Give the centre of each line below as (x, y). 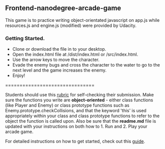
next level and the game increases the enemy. (59, 70)
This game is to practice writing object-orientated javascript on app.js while (82, 20)
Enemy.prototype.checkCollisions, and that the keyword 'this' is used (76, 111)
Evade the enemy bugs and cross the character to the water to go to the (86, 65)
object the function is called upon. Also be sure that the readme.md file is (81, 121)
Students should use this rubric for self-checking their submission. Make (80, 95)
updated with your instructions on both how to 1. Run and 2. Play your (76, 127)
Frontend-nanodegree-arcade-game (63, 8)
